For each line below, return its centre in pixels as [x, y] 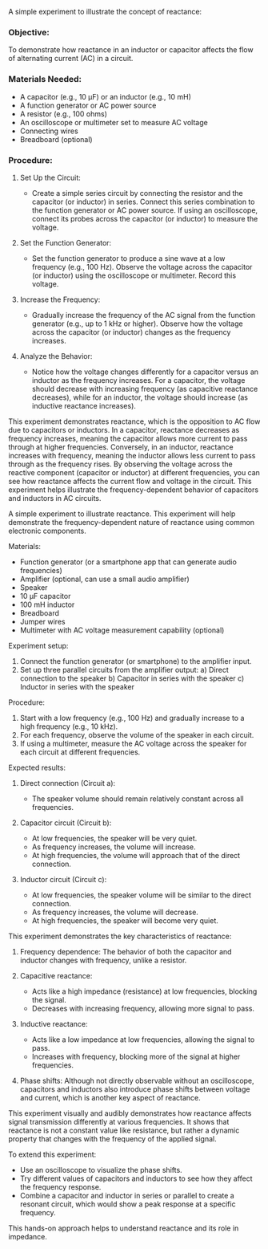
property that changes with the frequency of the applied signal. [113, 1138]
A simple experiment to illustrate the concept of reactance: [105, 12]
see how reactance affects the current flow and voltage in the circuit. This [130, 481]
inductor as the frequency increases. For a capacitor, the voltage [138, 380]
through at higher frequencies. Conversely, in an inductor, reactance [121, 447]
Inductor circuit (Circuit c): [63, 879]
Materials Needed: [45, 79]
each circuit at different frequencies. [80, 752]
